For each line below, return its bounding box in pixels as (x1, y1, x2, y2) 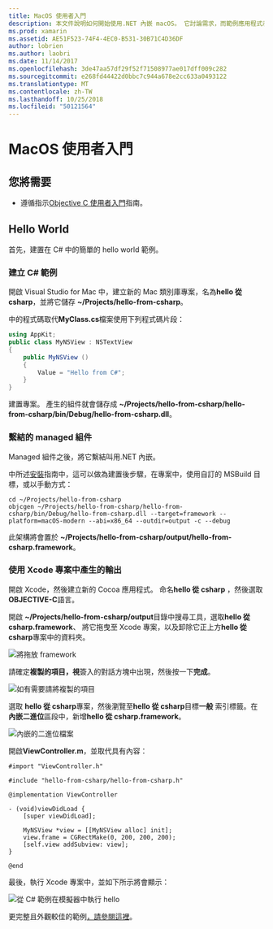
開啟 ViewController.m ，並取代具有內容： (8, 745, 148, 756)
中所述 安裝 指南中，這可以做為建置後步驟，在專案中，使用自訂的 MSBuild (8, 469, 252, 479)
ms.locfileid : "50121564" (8, 102, 96, 111)
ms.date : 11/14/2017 (8, 58, 79, 66)
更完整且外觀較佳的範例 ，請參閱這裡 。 (8, 911, 136, 921)
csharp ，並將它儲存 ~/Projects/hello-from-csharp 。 (8, 297, 188, 307)
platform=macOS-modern (8, 517, 85, 525)
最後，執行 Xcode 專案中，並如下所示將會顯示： (8, 877, 170, 887)
